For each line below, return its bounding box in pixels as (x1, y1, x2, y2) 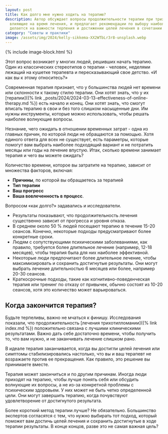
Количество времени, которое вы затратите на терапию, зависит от (5, 162, 151, 168)
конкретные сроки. (12, 233, 54, 239)
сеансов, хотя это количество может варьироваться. (12, 286, 127, 292)
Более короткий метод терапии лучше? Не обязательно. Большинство (5, 407, 156, 413)
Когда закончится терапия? (5, 301, 96, 310)
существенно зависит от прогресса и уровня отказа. (12, 217, 126, 223)
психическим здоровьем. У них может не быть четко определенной (5, 387, 151, 393)
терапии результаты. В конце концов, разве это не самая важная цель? (5, 423, 158, 429)
